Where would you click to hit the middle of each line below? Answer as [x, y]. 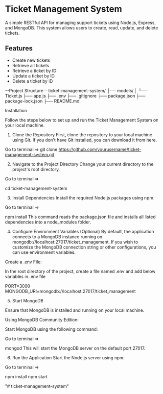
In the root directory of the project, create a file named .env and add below [80, 271]
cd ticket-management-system [36, 188]
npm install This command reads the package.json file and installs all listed [80, 217]
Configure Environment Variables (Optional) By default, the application [83, 231]
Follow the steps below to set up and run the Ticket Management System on [82, 120]
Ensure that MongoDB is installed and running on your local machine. [75, 310]
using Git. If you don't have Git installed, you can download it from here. [84, 140]
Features [19, 48]
